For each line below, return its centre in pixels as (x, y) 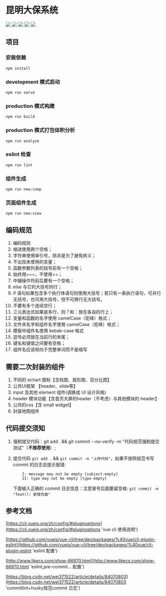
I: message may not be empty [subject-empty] (70, 474)
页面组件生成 (21, 203)
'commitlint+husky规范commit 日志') (43, 588)
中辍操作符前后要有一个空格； (43, 280)
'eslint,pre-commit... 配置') (57, 566)
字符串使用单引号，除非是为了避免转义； (54, 255)
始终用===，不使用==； (38, 274)
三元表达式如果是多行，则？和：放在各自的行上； (63, 312)
